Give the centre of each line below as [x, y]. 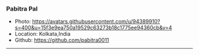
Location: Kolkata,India [43, 34]
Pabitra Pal [22, 9]
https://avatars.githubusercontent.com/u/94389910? [96, 22]
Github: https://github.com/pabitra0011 [62, 40]
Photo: [23, 22]
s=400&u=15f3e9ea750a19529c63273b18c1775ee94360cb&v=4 [93, 27]
